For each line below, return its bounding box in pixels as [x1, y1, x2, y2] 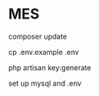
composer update [8, 31, 68, 41]
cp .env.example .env [8, 47, 79, 56]
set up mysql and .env [8, 78, 82, 88]
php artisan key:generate [8, 62, 92, 73]
